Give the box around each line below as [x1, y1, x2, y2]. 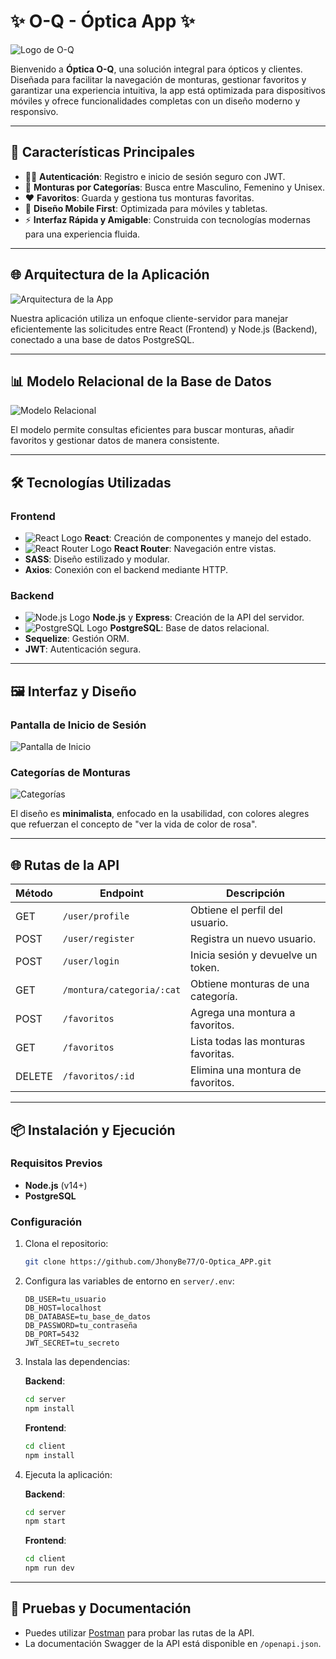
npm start [24, 1516, 67, 1527]
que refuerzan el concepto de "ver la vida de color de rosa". [10, 818, 258, 830]
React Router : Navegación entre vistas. [113, 543, 277, 555]
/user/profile [62, 911, 130, 922]
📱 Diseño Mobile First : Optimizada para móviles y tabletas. [24, 202, 268, 214]
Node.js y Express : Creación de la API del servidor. [92, 611, 305, 624]
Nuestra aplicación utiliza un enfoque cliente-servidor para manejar [10, 312, 289, 324]
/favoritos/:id [62, 1071, 135, 1082]
